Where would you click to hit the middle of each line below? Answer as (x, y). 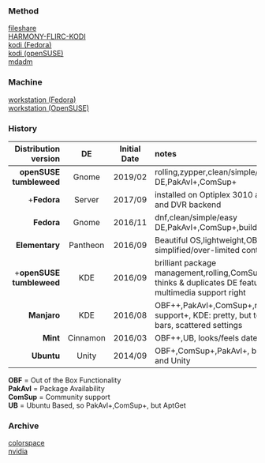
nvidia (18, 451)
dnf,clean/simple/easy (196, 217)
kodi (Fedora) (30, 45)
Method (24, 11)
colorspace (26, 443)
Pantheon (87, 245)
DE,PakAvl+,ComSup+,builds (208, 227)
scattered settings (209, 325)
